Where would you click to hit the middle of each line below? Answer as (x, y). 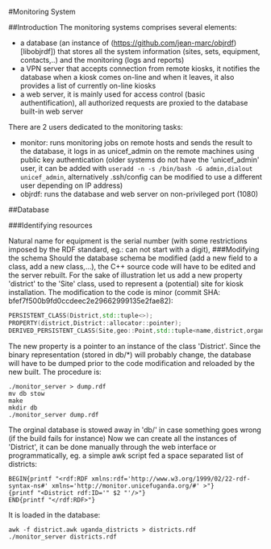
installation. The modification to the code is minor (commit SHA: (114, 292)
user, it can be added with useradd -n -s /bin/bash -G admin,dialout (136, 168)
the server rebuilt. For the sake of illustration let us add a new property (126, 275)
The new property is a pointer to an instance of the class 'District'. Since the (134, 346)
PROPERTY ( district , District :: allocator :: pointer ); (95, 323)
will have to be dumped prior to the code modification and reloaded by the (132, 363)
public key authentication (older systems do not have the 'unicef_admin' (140, 160)
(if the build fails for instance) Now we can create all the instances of (123, 438)
